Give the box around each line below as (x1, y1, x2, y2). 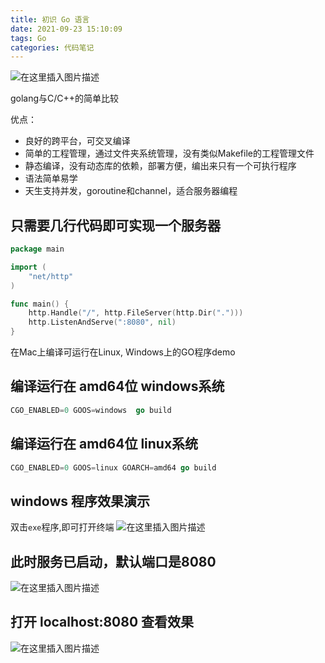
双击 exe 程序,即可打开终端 (10, 521, 115, 533)
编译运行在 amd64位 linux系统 (10, 436, 199, 453)
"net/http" (28, 271, 74, 281)
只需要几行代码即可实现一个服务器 (10, 217, 221, 234)
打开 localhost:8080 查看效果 (10, 614, 195, 631)
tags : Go (10, 33, 47, 43)
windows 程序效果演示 (10, 492, 151, 510)
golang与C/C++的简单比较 (10, 92, 120, 105)
